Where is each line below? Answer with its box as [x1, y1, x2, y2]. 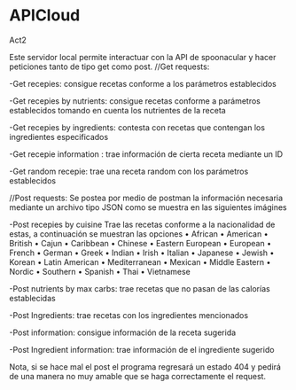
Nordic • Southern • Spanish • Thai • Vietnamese [9, 266, 191, 277]
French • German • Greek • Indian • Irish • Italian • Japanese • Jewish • [9, 247, 275, 258]
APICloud [9, 5, 81, 26]
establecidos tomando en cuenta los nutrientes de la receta [9, 105, 226, 115]
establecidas [9, 292, 56, 303]
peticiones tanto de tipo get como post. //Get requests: [9, 61, 210, 72]
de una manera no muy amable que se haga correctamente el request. [9, 370, 267, 381]
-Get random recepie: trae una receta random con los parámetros [9, 166, 249, 176]
